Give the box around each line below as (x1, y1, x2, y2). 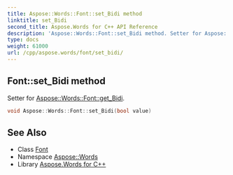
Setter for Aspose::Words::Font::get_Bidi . (7, 94, 125, 102)
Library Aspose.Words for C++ (17, 160, 106, 169)
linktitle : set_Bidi (7, 17, 68, 24)
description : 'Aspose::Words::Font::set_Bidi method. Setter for (7, 29, 202, 37)
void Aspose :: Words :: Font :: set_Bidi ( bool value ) (7, 107, 152, 114)
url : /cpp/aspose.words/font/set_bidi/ (7, 50, 124, 57)
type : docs (7, 36, 39, 43)
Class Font (17, 145, 48, 154)
